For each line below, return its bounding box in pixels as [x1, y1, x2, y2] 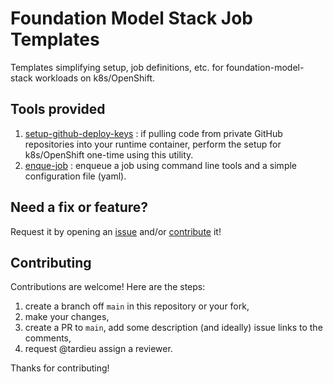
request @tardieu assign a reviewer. [24, 343, 173, 355]
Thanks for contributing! [10, 362, 110, 374]
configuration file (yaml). [24, 170, 127, 182]
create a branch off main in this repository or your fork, [24, 300, 250, 312]
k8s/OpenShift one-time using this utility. [24, 148, 194, 161]
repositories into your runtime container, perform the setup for [24, 138, 282, 150]
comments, [24, 332, 72, 344]
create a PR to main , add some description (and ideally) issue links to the [24, 322, 323, 334]
